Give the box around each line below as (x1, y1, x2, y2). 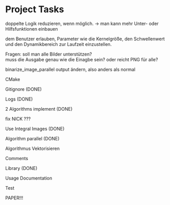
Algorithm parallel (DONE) (5, 135, 60, 141)
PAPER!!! (5, 195, 24, 201)
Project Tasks (5, 4, 65, 15)
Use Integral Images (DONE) (5, 125, 65, 132)
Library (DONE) (5, 165, 38, 171)
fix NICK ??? (5, 116, 31, 122)
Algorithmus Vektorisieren (5, 145, 60, 151)
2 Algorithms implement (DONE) (5, 106, 73, 112)
